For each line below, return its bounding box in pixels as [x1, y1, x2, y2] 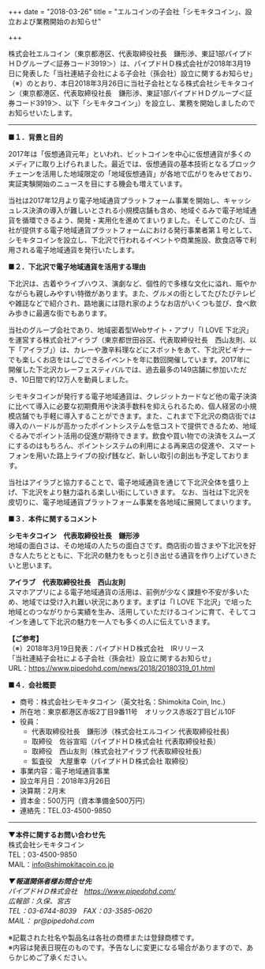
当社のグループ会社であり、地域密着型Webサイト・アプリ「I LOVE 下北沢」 [8, 325, 253, 335]
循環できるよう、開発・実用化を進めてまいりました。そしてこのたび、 [21, 216, 250, 225]
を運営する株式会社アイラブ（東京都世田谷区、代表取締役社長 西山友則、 [8, 335, 250, 344]
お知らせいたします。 [8, 108, 77, 117]
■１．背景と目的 [8, 133, 63, 142]
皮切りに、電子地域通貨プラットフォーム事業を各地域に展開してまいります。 [8, 498, 256, 506]
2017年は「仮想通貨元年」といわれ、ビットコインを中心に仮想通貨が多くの [8, 150, 252, 158]
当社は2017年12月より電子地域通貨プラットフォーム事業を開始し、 [8, 196, 224, 205]
